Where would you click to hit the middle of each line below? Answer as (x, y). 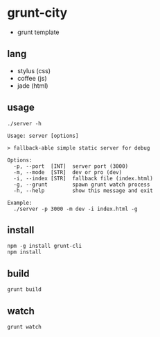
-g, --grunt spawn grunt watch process (82, 185)
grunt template (38, 32)
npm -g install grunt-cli (44, 246)
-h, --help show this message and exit (83, 190)
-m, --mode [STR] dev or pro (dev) (68, 172)
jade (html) (33, 86)
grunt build (24, 290)
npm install (24, 252)
